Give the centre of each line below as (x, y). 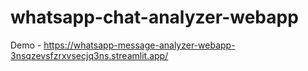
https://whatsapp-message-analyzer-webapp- (139, 45)
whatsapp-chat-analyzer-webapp (154, 17)
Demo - (26, 45)
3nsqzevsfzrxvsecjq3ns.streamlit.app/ (89, 55)
